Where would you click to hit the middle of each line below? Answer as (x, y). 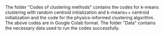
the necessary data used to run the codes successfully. (62, 28)
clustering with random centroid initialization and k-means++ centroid (77, 12)
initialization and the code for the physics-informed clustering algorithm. (80, 18)
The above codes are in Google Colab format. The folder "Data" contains (80, 23)
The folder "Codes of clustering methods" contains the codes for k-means (82, 7)
